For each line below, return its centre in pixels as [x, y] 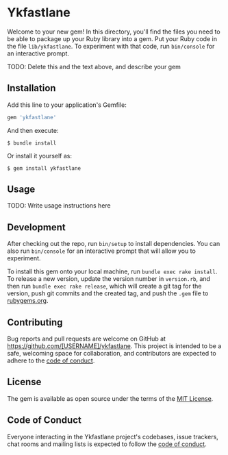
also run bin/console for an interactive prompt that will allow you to [102, 251]
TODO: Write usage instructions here [59, 206]
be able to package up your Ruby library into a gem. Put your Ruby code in [112, 38]
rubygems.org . [28, 301]
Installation [31, 88]
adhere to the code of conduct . [51, 360]
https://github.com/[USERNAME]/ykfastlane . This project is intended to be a [114, 346]
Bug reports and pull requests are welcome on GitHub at [87, 339]
